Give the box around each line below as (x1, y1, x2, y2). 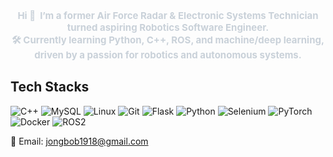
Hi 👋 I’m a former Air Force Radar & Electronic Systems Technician (17, 9, 319, 22)
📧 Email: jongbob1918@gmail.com (10, 135, 149, 147)
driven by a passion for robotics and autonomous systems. (34, 49, 302, 61)
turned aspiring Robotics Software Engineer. (66, 21, 270, 34)
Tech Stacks (10, 79, 90, 96)
